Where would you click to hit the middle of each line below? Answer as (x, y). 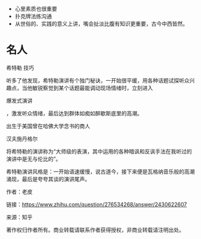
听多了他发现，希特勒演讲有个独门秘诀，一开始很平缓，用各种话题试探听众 (98, 80)
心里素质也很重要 (36, 9)
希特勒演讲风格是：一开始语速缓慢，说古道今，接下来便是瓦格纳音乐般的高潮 (100, 171)
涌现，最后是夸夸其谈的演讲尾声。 (48, 179)
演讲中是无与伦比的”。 (34, 159)
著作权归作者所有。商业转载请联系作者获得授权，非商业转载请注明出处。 (95, 229)
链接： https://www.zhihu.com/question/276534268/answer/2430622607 (97, 204)
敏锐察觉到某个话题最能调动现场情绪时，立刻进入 (92, 88)
